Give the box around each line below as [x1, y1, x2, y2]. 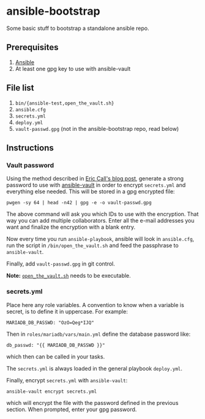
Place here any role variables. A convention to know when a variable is [6, 301, 185, 308]
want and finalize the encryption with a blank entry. [6, 223, 136, 231]
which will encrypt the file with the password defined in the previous [6, 399, 179, 406]
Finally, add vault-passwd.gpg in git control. [6, 260, 115, 267]
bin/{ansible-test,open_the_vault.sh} [15, 100, 114, 106]
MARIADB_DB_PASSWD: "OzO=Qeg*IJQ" [6, 319, 95, 325]
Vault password [6, 161, 54, 169]
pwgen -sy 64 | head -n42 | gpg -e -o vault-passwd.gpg [6, 200, 152, 206]
